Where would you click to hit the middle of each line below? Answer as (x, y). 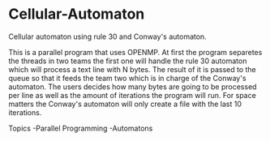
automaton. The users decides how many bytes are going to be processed (133, 87)
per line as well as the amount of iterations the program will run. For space (133, 95)
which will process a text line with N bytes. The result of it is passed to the (133, 69)
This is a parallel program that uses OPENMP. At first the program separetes (135, 52)
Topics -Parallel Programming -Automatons (81, 128)
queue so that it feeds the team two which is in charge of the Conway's (127, 78)
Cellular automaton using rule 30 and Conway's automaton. (107, 36)
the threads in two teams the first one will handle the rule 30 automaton (128, 61)
